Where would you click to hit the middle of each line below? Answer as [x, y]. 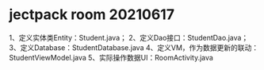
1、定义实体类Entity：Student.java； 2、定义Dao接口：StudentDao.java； [129, 37]
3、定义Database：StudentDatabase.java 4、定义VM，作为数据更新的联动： [134, 47]
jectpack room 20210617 [92, 15]
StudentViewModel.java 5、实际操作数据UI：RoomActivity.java [111, 57]
